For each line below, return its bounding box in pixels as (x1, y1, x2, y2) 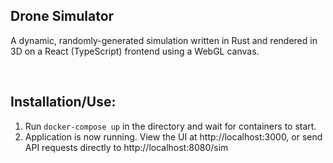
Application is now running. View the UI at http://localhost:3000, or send (24, 130, 323, 143)
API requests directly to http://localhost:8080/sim (24, 141, 229, 153)
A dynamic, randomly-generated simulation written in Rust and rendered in (10, 34, 318, 46)
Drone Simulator (10, 8, 115, 25)
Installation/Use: (10, 94, 117, 111)
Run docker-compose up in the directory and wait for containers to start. (24, 120, 317, 132)
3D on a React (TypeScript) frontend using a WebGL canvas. (10, 45, 260, 57)
